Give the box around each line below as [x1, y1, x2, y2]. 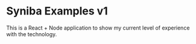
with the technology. [6, 30, 57, 37]
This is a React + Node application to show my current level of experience [6, 24, 190, 31]
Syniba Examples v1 [6, 4, 109, 18]
